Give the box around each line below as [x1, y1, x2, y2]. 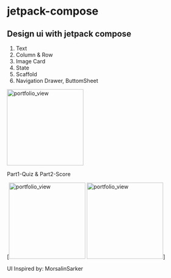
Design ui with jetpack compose [7, 29, 132, 39]
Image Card [15, 58, 46, 65]
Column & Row [15, 51, 53, 59]
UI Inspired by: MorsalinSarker [7, 265, 84, 272]
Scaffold [15, 71, 37, 77]
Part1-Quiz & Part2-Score [7, 171, 71, 177]
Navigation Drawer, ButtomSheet [15, 77, 98, 84]
